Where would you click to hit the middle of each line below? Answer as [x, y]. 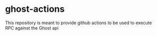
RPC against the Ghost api [32, 28]
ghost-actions [35, 9]
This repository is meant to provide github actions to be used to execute [78, 23]
